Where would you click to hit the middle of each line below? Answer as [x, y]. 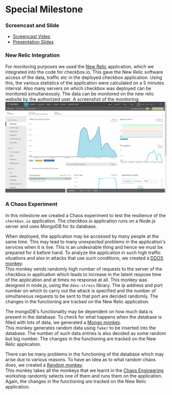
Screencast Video [31, 36]
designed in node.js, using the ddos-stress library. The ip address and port [84, 285]
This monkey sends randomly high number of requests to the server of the [84, 269]
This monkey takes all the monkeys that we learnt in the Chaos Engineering [84, 370]
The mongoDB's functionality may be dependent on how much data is [79, 311]
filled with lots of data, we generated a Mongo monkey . [63, 322]
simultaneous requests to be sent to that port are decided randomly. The [82, 296]
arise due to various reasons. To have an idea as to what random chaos [81, 359]
